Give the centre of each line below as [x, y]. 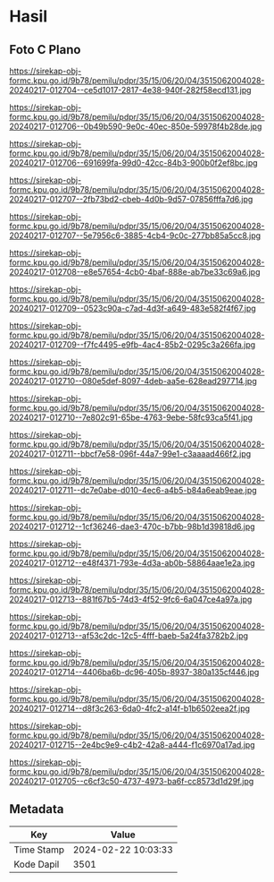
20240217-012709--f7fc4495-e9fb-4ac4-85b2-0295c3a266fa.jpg [133, 345]
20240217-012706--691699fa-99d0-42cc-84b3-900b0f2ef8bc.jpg [133, 163]
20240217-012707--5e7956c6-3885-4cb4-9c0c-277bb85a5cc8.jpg [135, 235]
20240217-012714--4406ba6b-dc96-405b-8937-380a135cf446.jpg [134, 672]
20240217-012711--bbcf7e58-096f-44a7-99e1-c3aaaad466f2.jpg [130, 454]
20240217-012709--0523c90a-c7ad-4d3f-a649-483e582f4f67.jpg [133, 308]
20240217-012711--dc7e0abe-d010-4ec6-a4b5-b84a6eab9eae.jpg [133, 490]
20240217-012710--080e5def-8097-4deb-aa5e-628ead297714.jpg [133, 381]
